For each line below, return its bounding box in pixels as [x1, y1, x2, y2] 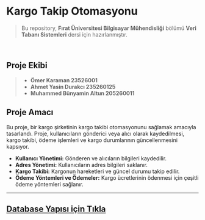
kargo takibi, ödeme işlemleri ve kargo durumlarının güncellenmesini [6, 136, 178, 144]
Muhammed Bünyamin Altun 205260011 [30, 90, 135, 97]
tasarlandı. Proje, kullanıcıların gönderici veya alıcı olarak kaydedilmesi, [6, 130, 185, 137]
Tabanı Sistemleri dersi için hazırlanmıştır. [21, 30, 128, 38]
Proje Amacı [6, 107, 54, 118]
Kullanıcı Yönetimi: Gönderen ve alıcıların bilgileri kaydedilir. [15, 154, 167, 162]
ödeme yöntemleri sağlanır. [15, 180, 84, 188]
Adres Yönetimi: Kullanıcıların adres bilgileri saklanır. [15, 161, 148, 168]
